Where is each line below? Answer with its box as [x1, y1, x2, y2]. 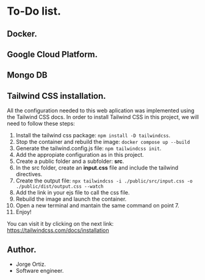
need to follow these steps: [7, 120, 75, 127]
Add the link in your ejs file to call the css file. [15, 189, 130, 196]
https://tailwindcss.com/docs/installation [7, 227, 109, 234]
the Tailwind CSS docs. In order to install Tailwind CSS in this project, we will [7, 113, 199, 121]
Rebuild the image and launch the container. [15, 195, 127, 203]
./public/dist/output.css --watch [15, 184, 104, 190]
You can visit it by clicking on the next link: [7, 220, 114, 228]
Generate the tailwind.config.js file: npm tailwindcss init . [15, 145, 162, 152]
